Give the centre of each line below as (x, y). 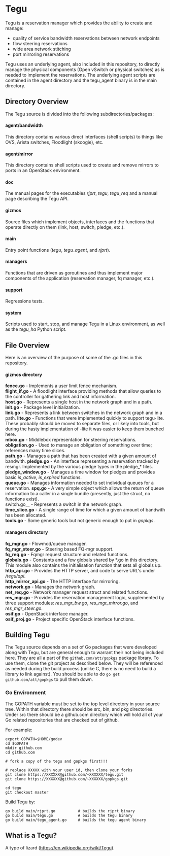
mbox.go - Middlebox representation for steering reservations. (71, 440)
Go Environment (26, 693)
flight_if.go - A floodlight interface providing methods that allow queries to (83, 391)
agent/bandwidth (24, 125)
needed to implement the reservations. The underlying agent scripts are (80, 75)
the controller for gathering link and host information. (61, 397)
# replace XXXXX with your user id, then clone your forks (69, 770)
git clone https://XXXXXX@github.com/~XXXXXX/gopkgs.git (67, 779)
